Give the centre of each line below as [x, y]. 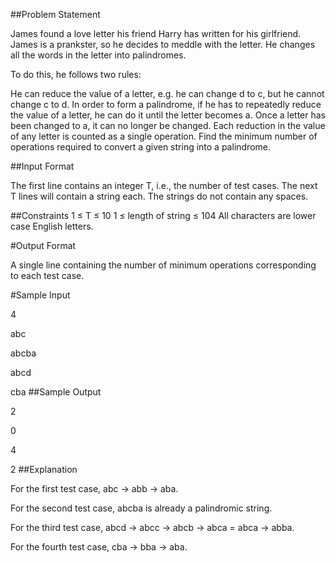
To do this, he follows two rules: [76, 74]
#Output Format [43, 245]
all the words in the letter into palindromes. [98, 55]
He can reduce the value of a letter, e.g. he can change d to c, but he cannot [167, 93]
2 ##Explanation [44, 469]
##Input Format [42, 166]
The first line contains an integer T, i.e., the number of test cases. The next [164, 185]
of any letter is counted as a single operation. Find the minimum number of [164, 136]
